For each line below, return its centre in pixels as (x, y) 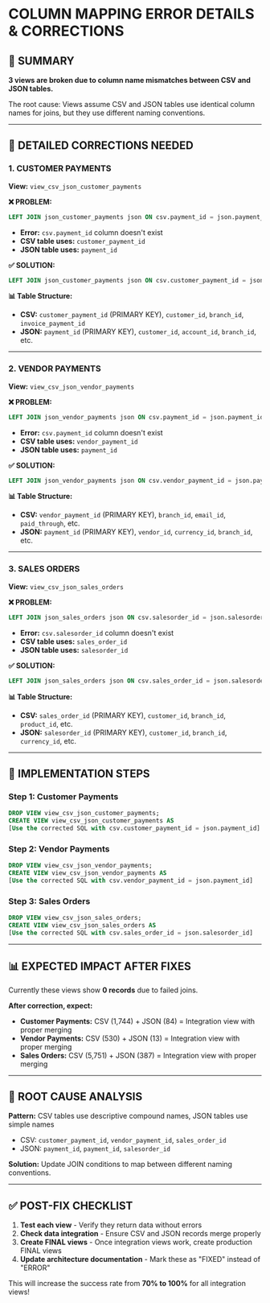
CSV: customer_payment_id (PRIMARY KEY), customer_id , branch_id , (132, 315)
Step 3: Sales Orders (49, 901)
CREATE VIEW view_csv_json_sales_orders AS (82, 925)
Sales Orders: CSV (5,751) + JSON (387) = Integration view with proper (138, 1055)
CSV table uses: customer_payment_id (83, 241)
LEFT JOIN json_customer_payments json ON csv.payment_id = (111, 217)
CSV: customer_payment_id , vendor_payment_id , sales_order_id (123, 1140)
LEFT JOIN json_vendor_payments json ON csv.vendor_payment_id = (120, 480)
